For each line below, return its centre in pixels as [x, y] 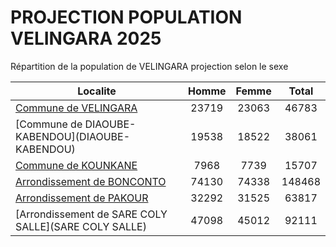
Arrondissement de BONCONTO [91, 181]
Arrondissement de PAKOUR [82, 198]
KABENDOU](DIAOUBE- [73, 136]
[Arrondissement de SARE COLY [91, 214]
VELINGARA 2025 [86, 38]
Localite [97, 91]
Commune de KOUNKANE [76, 165]
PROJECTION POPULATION [126, 17]
